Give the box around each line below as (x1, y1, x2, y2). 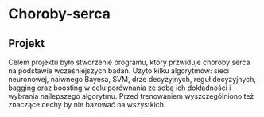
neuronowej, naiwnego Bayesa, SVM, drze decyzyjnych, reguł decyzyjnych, (8, 75, 257, 84)
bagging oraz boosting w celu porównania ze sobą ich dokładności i (8, 83, 231, 92)
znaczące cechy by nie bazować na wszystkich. (8, 100, 166, 109)
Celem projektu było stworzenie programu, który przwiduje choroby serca (8, 57, 250, 67)
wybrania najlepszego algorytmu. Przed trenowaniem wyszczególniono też (8, 92, 254, 100)
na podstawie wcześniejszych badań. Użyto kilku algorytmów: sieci (8, 66, 229, 76)
